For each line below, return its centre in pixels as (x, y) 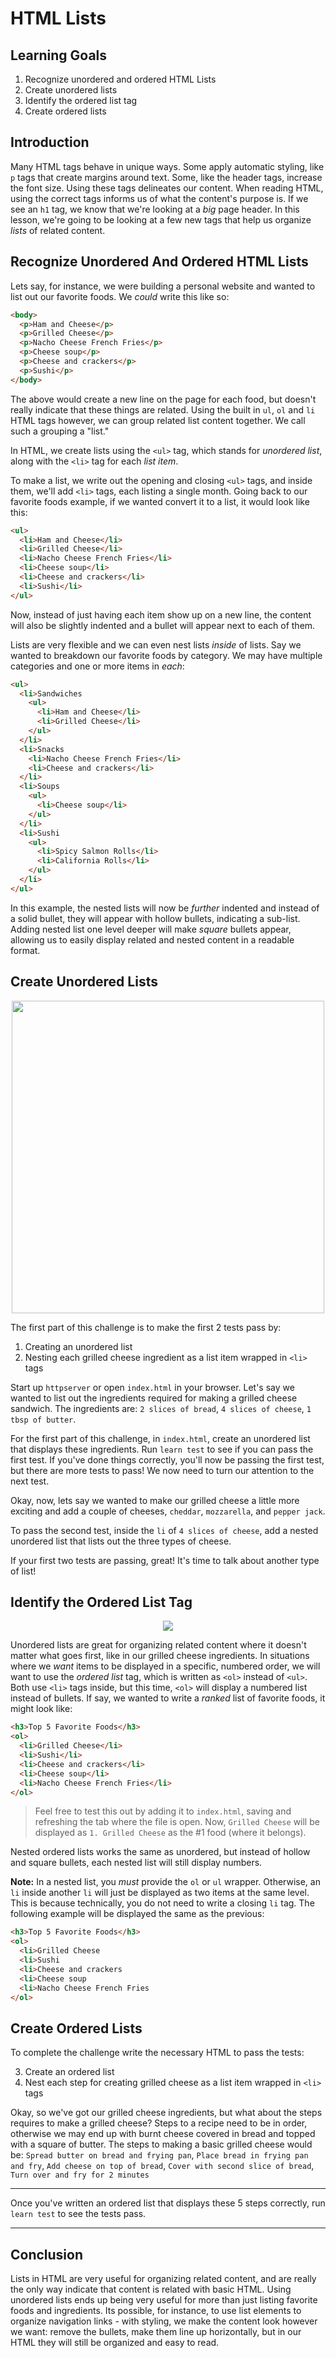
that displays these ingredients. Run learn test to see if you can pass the (162, 1449)
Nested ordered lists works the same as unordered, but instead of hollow (160, 1852)
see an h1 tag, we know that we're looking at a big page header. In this (155, 209)
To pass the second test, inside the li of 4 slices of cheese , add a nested (164, 1530)
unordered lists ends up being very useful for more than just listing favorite (164, 2300)
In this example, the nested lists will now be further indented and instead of (165, 908)
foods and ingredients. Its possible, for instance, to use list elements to (156, 2310)
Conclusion (47, 2254)
